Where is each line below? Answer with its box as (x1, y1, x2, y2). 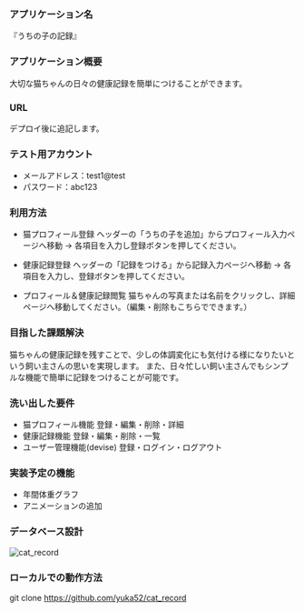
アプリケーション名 (9, 7, 93, 20)
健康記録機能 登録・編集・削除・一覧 (22, 430, 161, 442)
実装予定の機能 (9, 467, 75, 479)
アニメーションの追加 (22, 500, 103, 511)
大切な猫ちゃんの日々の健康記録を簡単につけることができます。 (9, 77, 248, 88)
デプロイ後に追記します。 (9, 123, 104, 134)
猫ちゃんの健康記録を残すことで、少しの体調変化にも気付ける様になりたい (9, 348, 288, 360)
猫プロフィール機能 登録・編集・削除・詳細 (22, 419, 184, 430)
